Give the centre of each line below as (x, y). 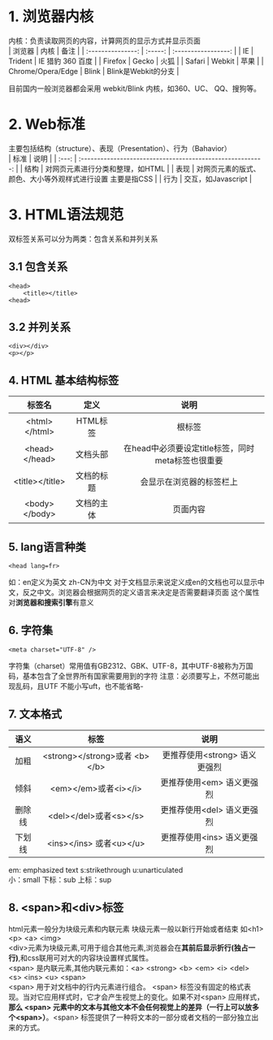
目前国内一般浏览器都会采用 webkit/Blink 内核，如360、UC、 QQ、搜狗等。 (135, 88)
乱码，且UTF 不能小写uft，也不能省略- (79, 686)
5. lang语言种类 (48, 546)
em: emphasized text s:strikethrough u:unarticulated (96, 869)
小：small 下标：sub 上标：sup (60, 879)
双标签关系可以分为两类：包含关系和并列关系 (83, 238)
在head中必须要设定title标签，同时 (189, 448)
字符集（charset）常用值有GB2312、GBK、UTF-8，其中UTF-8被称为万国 (131, 665)
